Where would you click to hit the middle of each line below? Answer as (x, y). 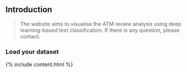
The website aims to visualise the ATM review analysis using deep (101, 24)
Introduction (29, 10)
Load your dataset (32, 51)
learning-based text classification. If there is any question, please (100, 30)
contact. (30, 36)
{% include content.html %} (39, 65)
